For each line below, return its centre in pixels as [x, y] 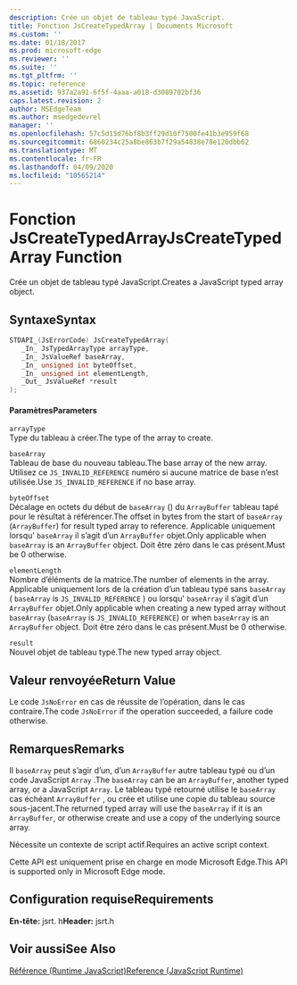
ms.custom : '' [36, 34]
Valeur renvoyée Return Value [93, 680]
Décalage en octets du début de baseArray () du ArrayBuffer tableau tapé [144, 507]
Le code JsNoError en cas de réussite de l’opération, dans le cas [127, 702]
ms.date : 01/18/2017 [48, 42]
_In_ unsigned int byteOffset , [79, 365]
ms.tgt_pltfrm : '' [43, 76]
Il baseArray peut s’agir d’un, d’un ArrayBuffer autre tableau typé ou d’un [142, 770]
